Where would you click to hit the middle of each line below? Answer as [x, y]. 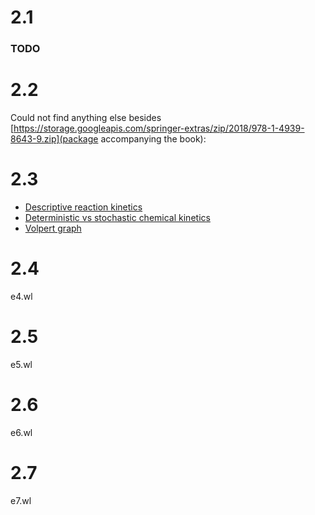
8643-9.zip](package [54, 139]
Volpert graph [53, 228]
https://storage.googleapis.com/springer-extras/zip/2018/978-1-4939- [159, 128]
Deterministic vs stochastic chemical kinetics [117, 217]
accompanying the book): [153, 139]
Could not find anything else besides [86, 118]
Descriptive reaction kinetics [83, 207]
